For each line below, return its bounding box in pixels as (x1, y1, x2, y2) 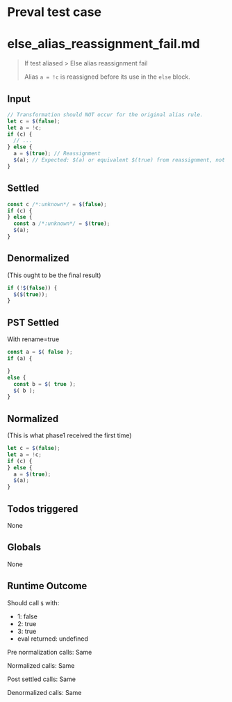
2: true (17, 619, 37, 627)
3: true (17, 627, 37, 635)
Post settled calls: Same (7, 675, 76, 683)
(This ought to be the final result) (7, 271, 101, 279)
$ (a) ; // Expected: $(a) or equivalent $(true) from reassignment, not (13, 157, 226, 164)
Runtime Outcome (7, 580, 88, 592)
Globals (7, 541, 42, 554)
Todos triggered (7, 503, 78, 515)
